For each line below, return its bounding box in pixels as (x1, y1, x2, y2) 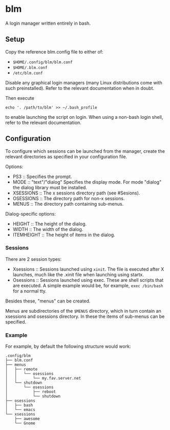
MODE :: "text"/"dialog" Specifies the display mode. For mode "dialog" (12, 178, 162, 185)
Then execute (5, 95, 34, 101)
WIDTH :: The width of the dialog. (12, 226, 83, 232)
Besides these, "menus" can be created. (5, 298, 91, 304)
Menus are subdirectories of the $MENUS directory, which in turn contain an (5, 308, 161, 314)
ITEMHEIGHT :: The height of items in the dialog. (12, 231, 115, 238)
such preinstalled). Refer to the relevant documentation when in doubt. (5, 85, 155, 91)
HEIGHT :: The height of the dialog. (12, 221, 87, 227)
